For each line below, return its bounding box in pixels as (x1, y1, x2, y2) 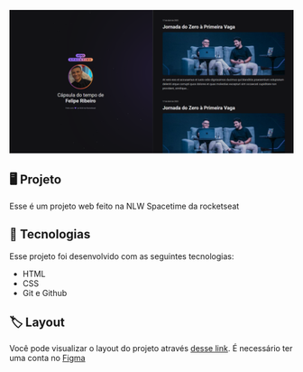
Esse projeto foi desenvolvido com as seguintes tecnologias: (9, 250, 234, 262)
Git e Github (22, 287, 68, 298)
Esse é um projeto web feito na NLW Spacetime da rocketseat (9, 200, 240, 211)
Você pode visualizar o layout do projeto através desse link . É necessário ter (9, 343, 293, 354)
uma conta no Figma (9, 353, 86, 364)
